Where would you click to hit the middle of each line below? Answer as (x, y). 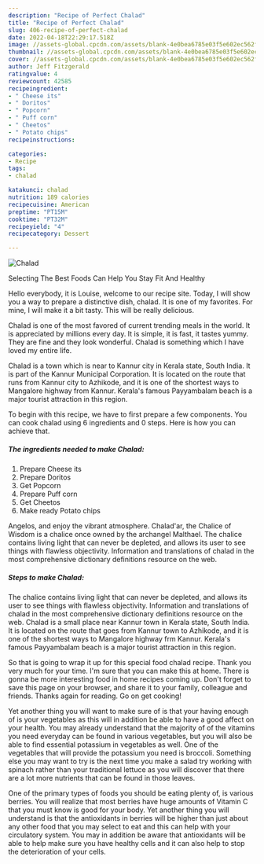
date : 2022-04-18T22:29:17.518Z (61, 37)
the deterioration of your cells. (57, 852)
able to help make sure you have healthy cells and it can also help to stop (126, 844)
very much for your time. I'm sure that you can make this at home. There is (129, 671)
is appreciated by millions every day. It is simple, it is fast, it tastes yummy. (128, 334)
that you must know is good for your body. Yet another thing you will (119, 810)
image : (19, 45)
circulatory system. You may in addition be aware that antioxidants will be (127, 835)
